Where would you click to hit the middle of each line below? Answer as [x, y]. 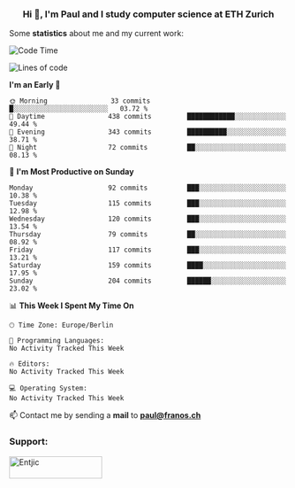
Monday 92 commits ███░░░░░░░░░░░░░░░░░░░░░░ [148, 188]
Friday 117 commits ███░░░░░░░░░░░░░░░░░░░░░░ [148, 250]
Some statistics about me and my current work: [96, 34]
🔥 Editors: [30, 364]
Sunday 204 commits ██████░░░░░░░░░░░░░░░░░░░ [148, 281]
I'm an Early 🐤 [35, 85]
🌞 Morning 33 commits [80, 101]
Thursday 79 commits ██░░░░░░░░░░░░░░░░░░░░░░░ [148, 235]
